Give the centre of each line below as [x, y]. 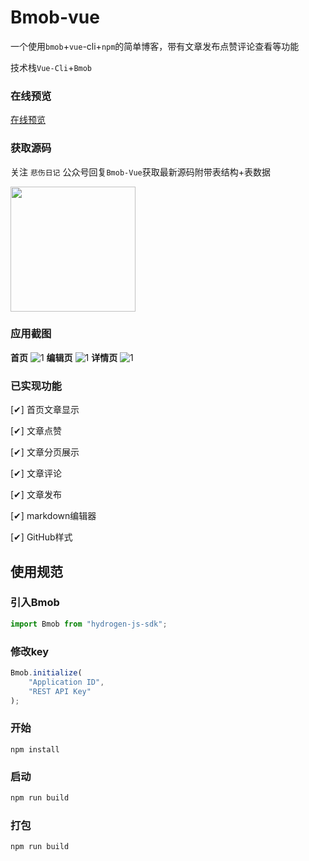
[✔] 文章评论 [36, 473]
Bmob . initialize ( [46, 672]
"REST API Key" [60, 691]
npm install [35, 749]
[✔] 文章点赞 [36, 431]
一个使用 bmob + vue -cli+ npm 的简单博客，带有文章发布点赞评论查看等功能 [155, 46]
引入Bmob [35, 603]
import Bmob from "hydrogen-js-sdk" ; [89, 624]
